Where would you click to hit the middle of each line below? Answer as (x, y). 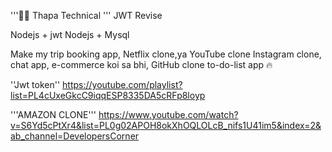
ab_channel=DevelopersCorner (75, 136)
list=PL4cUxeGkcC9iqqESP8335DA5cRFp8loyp (108, 95)
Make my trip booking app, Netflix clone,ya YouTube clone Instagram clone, (166, 54)
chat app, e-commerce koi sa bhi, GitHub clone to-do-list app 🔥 (141, 64)
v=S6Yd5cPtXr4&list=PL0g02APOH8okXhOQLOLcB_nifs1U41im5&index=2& (166, 125)
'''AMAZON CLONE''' (53, 114)
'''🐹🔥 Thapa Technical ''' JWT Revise (86, 15)
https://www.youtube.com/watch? (168, 114)
